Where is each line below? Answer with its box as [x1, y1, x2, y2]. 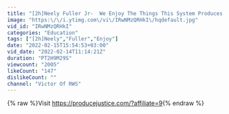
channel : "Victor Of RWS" [7, 80, 81, 87]
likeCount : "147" [7, 67, 57, 74]
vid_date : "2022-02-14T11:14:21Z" [7, 49, 107, 56]
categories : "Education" [7, 29, 78, 36]
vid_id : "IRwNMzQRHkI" [7, 23, 72, 30]
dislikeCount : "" [7, 73, 57, 81]
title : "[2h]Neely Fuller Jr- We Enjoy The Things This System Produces [7, 10, 223, 17]
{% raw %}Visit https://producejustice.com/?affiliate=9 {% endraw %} [7, 99, 205, 107]
